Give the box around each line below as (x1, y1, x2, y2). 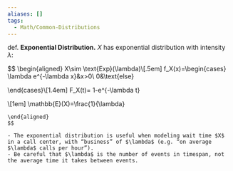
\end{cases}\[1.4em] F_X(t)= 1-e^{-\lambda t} (7, 86, 140, 95)
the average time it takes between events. (7, 157, 139, 165)
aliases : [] (7, 10, 43, 18)
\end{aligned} (7, 113, 50, 121)
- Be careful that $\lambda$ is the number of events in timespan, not (7, 151, 224, 158)
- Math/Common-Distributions (14, 24, 100, 31)
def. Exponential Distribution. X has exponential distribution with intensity (7, 43, 226, 52)
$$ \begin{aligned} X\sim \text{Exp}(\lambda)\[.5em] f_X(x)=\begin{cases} (7, 65, 227, 73)
